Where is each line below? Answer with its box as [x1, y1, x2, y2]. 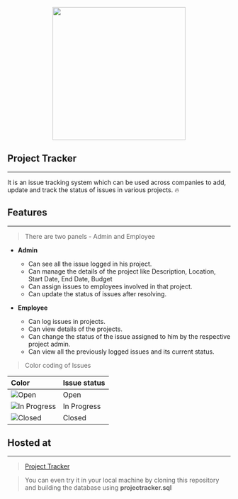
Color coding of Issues [24, 361, 91, 369]
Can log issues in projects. [28, 317, 106, 325]
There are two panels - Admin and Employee [24, 232, 156, 240]
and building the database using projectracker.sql [24, 483, 172, 492]
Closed [62, 413, 87, 422]
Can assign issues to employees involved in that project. [28, 282, 193, 291]
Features [7, 206, 47, 219]
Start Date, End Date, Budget [28, 274, 113, 283]
